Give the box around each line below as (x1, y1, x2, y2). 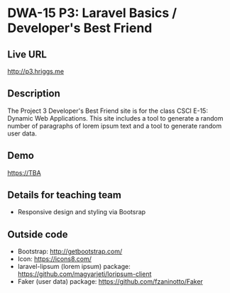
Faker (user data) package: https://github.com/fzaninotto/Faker (17, 277, 204, 286)
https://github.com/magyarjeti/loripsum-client (17, 270, 152, 278)
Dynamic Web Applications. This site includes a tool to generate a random (7, 114, 224, 122)
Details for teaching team (7, 189, 122, 201)
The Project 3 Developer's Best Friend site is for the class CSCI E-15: (7, 106, 208, 115)
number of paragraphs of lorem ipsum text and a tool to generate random (7, 121, 222, 130)
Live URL (7, 48, 48, 60)
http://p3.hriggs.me (7, 67, 65, 75)
